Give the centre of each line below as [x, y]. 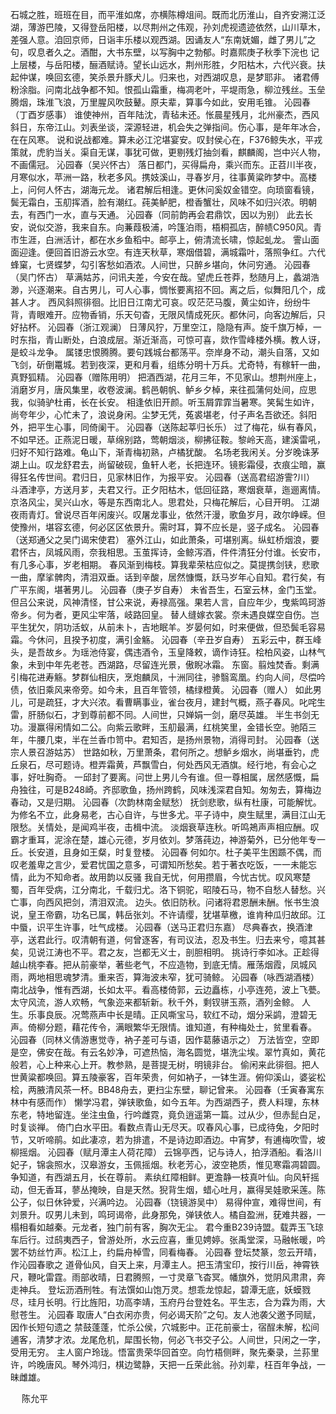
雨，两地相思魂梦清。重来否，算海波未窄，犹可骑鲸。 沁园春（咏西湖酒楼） [165, 977]
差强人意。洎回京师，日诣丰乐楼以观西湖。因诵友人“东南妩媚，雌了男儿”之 [163, 39]
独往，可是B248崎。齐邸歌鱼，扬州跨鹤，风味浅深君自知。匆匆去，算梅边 [170, 789]
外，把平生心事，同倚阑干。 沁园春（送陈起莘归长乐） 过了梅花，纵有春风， [166, 427]
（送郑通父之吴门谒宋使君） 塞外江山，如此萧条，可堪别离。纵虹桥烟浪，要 [165, 539]
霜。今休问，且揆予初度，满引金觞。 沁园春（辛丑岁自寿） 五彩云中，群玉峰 [166, 639]
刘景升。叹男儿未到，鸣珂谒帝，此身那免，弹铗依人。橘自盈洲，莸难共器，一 [168, 1214]
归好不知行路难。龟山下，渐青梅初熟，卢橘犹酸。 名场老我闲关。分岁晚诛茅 [165, 452]
